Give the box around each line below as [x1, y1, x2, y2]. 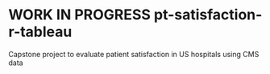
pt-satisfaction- [153, 6, 263, 24]
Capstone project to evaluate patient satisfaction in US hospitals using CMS [8, 49, 260, 59]
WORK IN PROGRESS [8, 6, 152, 24]
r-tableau [8, 23, 73, 41]
